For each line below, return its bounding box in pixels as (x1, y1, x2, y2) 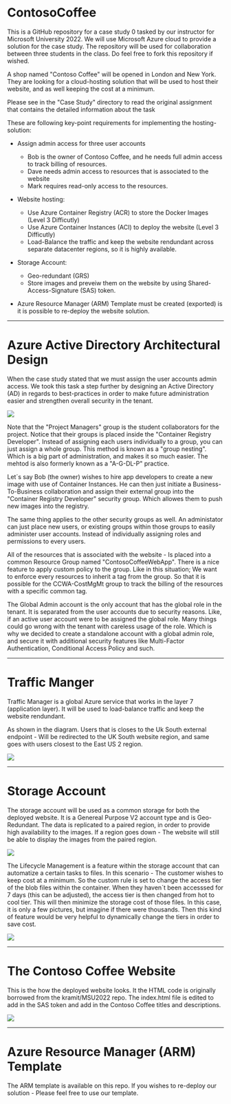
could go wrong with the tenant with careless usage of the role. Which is (7, 622, 212, 630)
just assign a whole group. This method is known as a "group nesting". (7, 445, 207, 453)
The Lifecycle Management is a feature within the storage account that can (7, 861, 220, 870)
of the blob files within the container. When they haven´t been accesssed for (7, 883, 223, 892)
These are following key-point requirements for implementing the (7, 118, 191, 126)
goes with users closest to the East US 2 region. (7, 740, 143, 748)
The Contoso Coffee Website (7, 963, 176, 979)
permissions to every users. (7, 537, 86, 545)
